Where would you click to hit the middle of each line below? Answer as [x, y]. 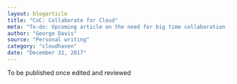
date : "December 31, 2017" [47, 53]
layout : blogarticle [38, 14]
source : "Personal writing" [49, 40]
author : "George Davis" [42, 33]
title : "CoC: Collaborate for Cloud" [63, 20]
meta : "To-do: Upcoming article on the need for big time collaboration [116, 27]
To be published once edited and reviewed [69, 72]
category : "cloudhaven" [42, 46]
